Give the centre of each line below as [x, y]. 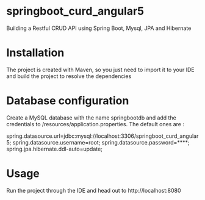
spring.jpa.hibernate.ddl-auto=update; [54, 149]
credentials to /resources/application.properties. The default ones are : [95, 124]
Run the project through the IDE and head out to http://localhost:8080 [94, 190]
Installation [35, 53]
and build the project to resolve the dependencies [69, 76]
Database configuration [68, 101]
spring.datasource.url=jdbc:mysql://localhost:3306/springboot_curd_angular [103, 136]
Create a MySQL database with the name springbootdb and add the [92, 118]
